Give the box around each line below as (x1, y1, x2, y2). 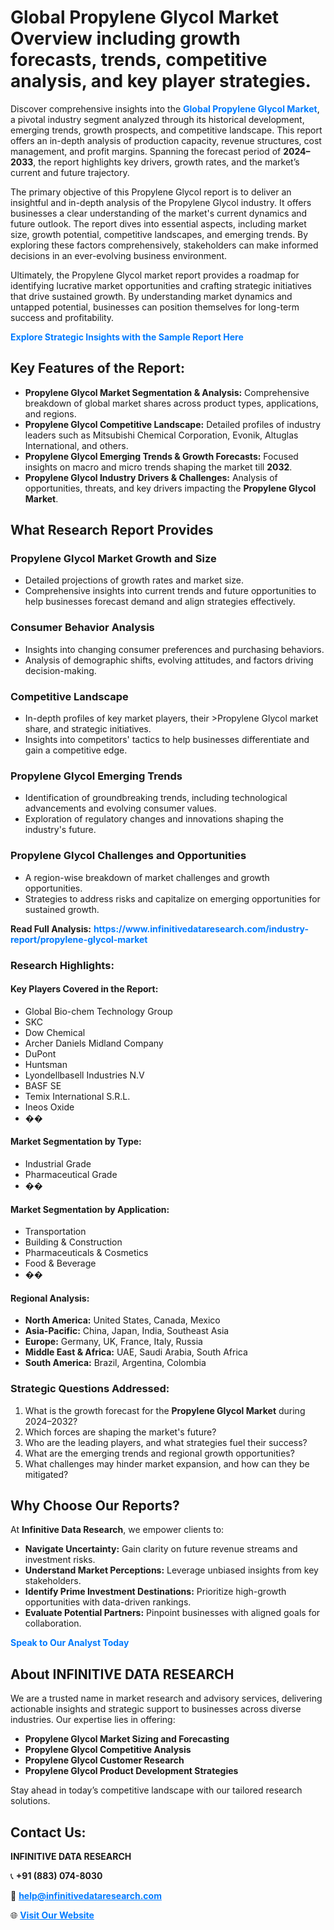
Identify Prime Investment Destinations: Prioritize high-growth (24, 1586, 287, 1598)
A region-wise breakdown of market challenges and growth (24, 871, 270, 883)
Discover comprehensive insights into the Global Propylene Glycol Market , (10, 102, 320, 115)
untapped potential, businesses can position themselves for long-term (10, 301, 300, 313)
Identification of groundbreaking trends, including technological (24, 792, 288, 804)
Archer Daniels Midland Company (24, 1037, 164, 1049)
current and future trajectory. (10, 166, 130, 178)
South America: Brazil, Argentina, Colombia (24, 1357, 207, 1369)
